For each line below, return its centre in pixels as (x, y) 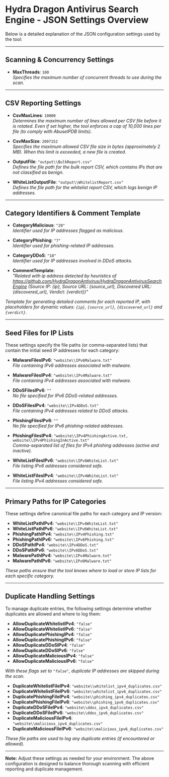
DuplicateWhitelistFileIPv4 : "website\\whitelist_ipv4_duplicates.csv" (87, 686)
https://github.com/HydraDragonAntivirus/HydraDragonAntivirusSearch (87, 281)
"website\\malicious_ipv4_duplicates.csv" (58, 724)
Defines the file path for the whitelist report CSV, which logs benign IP (85, 187)
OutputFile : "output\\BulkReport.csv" (52, 162)
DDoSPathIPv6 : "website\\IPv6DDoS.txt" (55, 550)
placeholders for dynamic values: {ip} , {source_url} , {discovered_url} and (84, 307)
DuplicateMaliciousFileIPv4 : (43, 718)
